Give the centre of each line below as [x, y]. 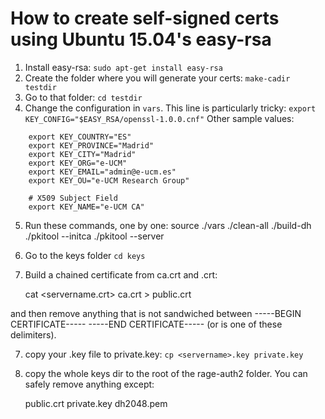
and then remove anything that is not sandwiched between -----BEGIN [156, 313]
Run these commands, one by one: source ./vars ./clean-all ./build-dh [168, 225]
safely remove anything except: [89, 384]
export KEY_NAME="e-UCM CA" [86, 207]
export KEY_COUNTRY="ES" [80, 137]
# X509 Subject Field [73, 198]
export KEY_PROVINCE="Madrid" [91, 145]
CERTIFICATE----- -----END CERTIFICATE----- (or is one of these [146, 324]
